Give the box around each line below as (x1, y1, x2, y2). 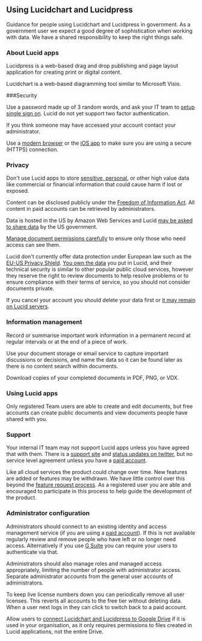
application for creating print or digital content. (6, 68, 122, 76)
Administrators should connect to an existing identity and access (6, 523, 167, 530)
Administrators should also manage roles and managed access (6, 560, 162, 567)
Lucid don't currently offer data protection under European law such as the (6, 253, 192, 260)
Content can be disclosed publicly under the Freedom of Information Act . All (6, 199, 195, 206)
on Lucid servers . (6, 303, 50, 310)
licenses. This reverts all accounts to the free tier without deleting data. (6, 597, 182, 604)
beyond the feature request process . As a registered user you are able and (6, 481, 191, 488)
